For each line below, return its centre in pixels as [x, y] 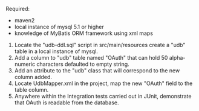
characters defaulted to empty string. [83, 64]
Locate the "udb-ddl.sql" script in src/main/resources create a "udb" [100, 45]
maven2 [24, 20]
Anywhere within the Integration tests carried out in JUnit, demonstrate [103, 96]
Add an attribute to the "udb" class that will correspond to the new [97, 71]
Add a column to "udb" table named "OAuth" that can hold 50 [91, 58]
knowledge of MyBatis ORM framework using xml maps [84, 33]
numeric [25, 64]
